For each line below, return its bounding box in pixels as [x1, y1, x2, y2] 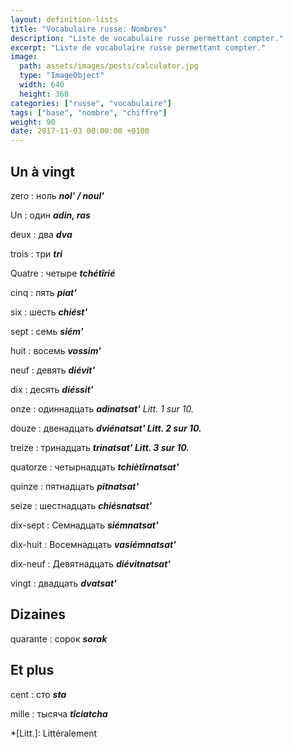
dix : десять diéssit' [10, 383, 94, 395]
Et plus [10, 662, 55, 679]
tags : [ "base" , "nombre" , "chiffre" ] [10, 107, 168, 118]
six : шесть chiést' [10, 306, 88, 318]
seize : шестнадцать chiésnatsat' [10, 499, 153, 511]
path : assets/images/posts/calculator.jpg [19, 61, 199, 71]
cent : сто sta [10, 688, 67, 700]
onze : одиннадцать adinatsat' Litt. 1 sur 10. [10, 402, 194, 415]
